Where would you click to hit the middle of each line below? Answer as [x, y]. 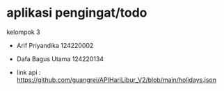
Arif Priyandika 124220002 [55, 45]
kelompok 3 [23, 32]
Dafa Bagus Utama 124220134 [60, 59]
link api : [29, 72]
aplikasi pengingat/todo [77, 13]
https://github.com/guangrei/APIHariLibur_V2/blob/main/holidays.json [117, 80]
